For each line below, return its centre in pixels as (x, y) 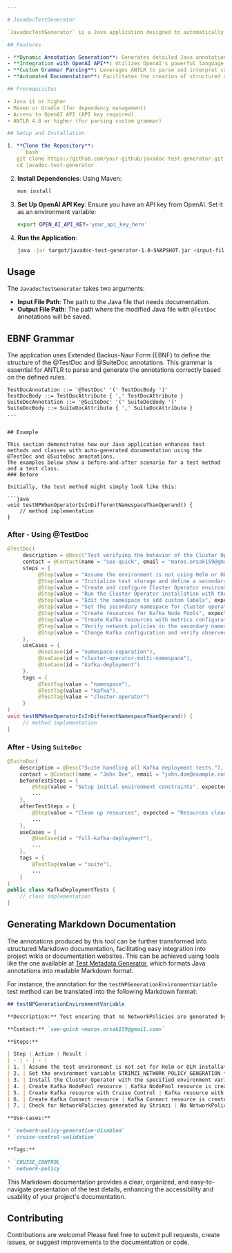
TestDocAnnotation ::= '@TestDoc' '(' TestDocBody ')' (88, 390)
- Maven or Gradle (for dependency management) (77, 108)
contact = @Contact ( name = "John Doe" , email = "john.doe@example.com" (125, 774)
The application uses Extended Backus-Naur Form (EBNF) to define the (109, 355)
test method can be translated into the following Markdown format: (102, 991)
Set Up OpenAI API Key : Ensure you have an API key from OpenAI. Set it (120, 204)
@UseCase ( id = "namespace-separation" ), (97, 652)
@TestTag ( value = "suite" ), (72, 864)
